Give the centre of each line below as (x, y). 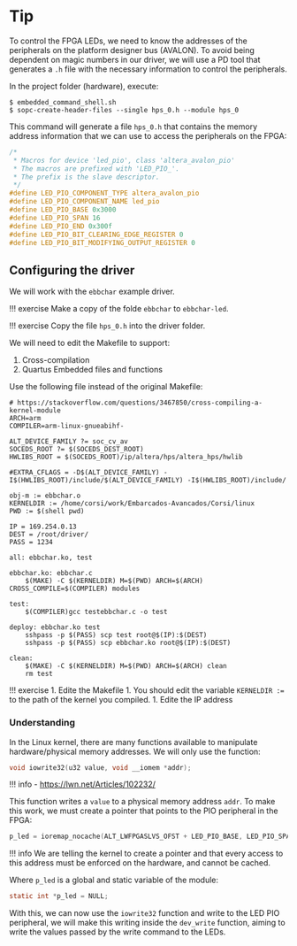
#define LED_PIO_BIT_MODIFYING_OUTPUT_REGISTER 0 (103, 242)
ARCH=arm (25, 419)
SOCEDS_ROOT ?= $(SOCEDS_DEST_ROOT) (76, 450)
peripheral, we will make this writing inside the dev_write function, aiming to (147, 923)
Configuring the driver (72, 270)
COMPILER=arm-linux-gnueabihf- (67, 427)
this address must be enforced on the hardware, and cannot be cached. (140, 863)
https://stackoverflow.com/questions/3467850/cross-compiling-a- (140, 403)
